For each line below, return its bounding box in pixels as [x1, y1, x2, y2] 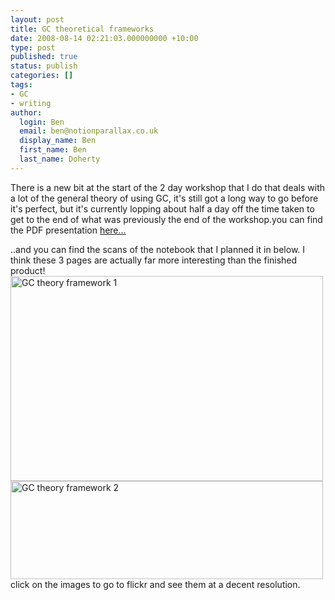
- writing [10, 98, 52, 108]
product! [10, 264, 46, 276]
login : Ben [19, 117, 65, 127]
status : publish [10, 61, 78, 71]
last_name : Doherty [19, 154, 101, 164]
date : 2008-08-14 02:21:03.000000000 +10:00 [10, 33, 199, 43]
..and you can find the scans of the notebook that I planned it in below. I [10, 243, 306, 255]
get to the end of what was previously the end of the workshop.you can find [10, 213, 323, 225]
